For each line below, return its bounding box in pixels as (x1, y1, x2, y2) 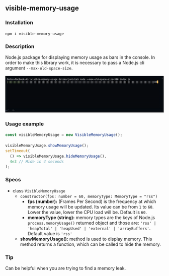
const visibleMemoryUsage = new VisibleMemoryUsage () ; (5, 132, 123, 137)
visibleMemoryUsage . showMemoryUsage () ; (5, 143, 89, 148)
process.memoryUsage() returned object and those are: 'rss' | (27, 220, 156, 226)
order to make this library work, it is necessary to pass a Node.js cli (5, 59, 145, 65)
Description (5, 43, 35, 50)
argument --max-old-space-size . (5, 65, 73, 71)
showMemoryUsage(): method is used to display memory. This (20, 236, 152, 242)
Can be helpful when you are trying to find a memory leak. (5, 265, 126, 271)
